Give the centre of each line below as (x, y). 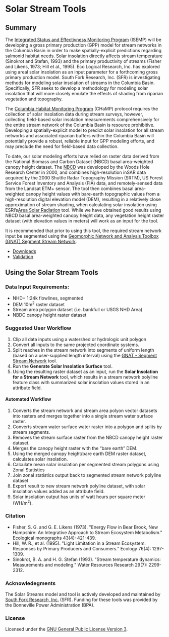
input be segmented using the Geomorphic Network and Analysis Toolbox (82, 236)
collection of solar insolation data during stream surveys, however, (74, 114)
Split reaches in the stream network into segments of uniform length (83, 350)
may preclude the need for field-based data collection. (62, 146)
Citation (15, 516)
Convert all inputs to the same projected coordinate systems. (76, 345)
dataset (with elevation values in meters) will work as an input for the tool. (82, 221)
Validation (23, 257)
